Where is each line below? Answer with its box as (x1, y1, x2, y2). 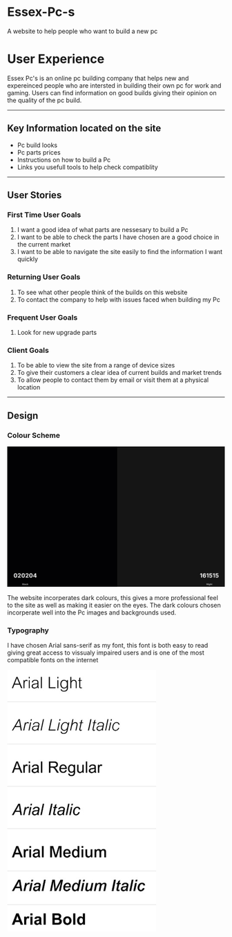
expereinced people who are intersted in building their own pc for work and (7, 81, 222, 90)
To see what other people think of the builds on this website (17, 288, 188, 296)
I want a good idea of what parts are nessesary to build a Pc (17, 226, 188, 234)
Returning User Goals (7, 272, 81, 282)
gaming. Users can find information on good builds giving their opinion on (7, 88, 217, 97)
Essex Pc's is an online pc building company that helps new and (7, 74, 189, 82)
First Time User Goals (7, 210, 81, 220)
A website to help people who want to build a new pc (7, 27, 158, 35)
